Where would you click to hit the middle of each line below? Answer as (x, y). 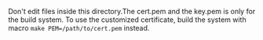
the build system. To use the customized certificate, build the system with (127, 20)
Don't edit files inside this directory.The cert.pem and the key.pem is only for (132, 11)
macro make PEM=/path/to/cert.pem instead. (79, 28)
